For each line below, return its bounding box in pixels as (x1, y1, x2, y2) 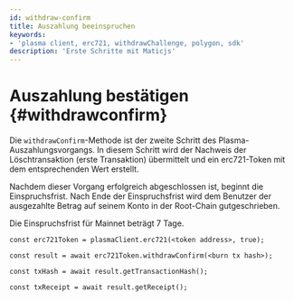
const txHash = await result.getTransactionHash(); (9, 268, 208, 277)
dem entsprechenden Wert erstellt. (9, 164, 139, 174)
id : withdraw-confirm (9, 13, 91, 23)
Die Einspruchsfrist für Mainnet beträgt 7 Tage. (9, 218, 185, 229)
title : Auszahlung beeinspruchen (9, 22, 136, 31)
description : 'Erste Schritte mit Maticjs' (9, 47, 176, 56)
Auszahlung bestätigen (9, 86, 189, 107)
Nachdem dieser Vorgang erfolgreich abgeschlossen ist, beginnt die (9, 182, 264, 193)
